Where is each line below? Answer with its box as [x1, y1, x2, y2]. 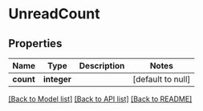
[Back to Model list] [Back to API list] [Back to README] [8, 94, 193, 104]
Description [79, 61, 125, 71]
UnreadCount [8, 5, 100, 23]
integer [43, 73, 72, 85]
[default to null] [132, 73, 191, 85]
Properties [8, 37, 63, 50]
